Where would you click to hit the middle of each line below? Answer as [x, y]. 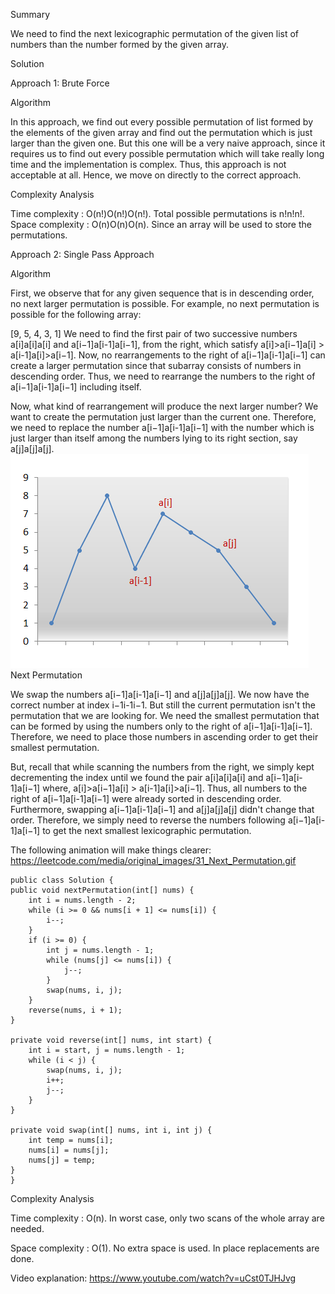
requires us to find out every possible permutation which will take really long [167, 153]
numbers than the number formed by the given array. [119, 44]
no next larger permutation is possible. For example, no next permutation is [165, 303]
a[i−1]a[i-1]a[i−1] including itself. [76, 387]
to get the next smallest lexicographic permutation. [147, 830]
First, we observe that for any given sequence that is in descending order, [162, 293]
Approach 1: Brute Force [60, 83]
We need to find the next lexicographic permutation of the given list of [155, 33]
